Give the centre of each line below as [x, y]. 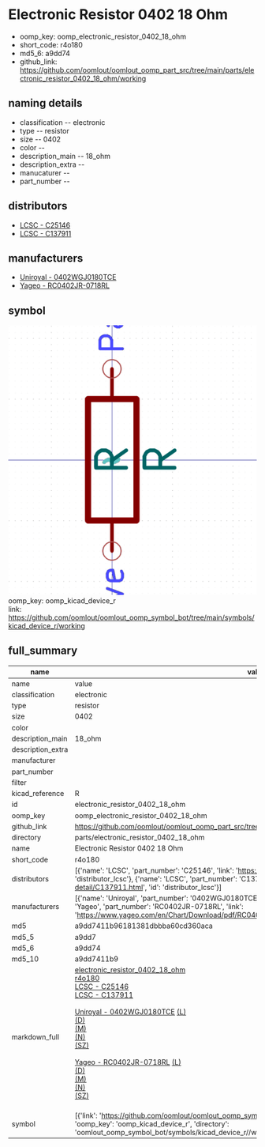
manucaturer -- [45, 172]
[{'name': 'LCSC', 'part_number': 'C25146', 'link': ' [156, 870]
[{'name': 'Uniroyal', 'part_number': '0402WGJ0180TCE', [168, 898]
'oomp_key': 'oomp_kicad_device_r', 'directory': [152, 1123]
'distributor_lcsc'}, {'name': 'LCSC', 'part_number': [156, 878]
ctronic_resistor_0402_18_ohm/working [83, 78]
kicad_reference [38, 794]
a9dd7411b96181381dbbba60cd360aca [144, 926]
